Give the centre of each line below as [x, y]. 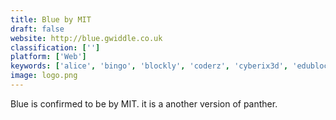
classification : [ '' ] [55, 47]
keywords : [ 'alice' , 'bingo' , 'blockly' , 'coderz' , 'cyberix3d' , [149, 66]
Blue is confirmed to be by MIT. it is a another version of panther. [144, 103]
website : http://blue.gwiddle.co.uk [86, 38]
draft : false [37, 29]
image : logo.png [44, 76]
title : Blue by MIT [51, 19]
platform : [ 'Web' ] [48, 57]
